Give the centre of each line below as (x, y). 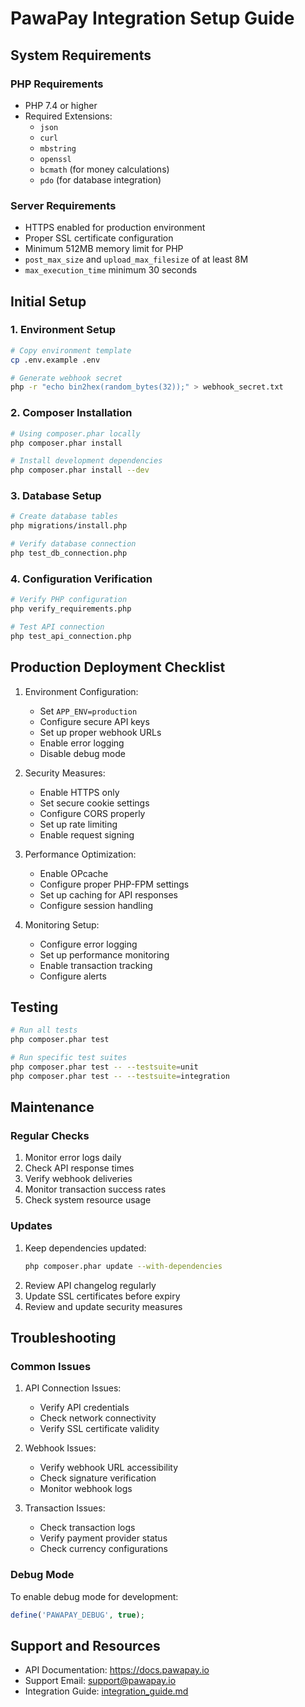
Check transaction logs (87, 1528)
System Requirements (81, 55)
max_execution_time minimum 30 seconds (111, 270)
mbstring (58, 148)
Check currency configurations (103, 1549)
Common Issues (51, 1366)
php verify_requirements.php (71, 609)
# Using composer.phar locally (75, 433)
